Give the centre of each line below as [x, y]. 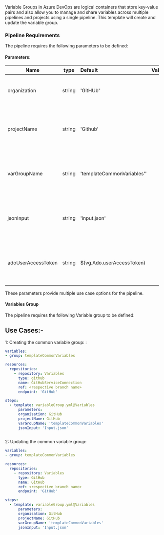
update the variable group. [32, 22]
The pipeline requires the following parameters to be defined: [67, 46]
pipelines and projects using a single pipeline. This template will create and [81, 17]
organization [22, 90]
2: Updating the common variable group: [46, 442]
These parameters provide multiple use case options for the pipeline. [74, 293]
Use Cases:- [24, 331]
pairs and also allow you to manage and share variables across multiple [77, 12]
